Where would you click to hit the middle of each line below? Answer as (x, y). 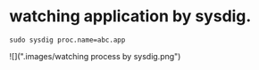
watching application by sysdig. (130, 16)
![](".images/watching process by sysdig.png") (95, 56)
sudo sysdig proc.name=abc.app (67, 40)
